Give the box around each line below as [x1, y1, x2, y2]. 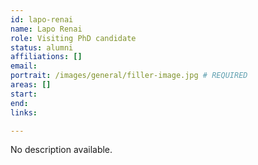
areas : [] [10, 80, 52, 90]
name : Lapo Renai [10, 24, 83, 34]
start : [10, 89, 38, 99]
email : [10, 61, 38, 71]
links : [10, 107, 38, 118]
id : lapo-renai [10, 14, 74, 25]
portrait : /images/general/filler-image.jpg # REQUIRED [10, 71, 248, 81]
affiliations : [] [10, 52, 83, 62]
